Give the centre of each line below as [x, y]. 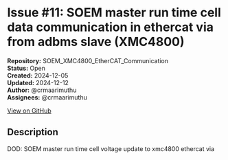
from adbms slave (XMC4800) [96, 42]
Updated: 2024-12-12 [38, 82]
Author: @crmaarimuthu [42, 90]
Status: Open [26, 68]
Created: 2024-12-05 [38, 75]
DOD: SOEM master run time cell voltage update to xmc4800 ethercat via [111, 148]
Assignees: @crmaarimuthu [47, 97]
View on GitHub [29, 111]
